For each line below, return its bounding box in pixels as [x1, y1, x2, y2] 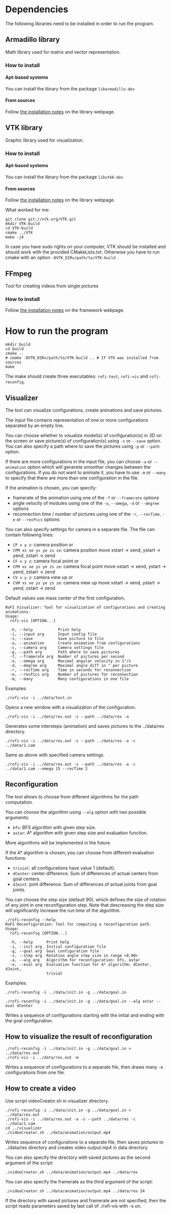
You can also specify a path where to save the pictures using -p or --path [5, 443, 160, 449]
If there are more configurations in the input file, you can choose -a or [5, 459, 152, 465]
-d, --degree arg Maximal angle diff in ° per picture [10, 663, 138, 668]
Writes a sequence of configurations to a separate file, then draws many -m [5, 1064, 163, 1070]
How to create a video [5, 1084, 76, 1093]
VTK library [5, 124, 43, 132]
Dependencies [5, 4, 68, 15]
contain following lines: [5, 532, 54, 538]
